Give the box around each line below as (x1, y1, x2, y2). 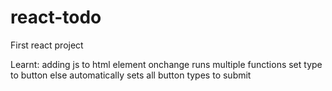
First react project (10, 39, 84, 51)
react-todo (10, 6, 102, 29)
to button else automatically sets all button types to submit (10, 69, 252, 81)
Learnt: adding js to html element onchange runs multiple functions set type (10, 58, 323, 70)
